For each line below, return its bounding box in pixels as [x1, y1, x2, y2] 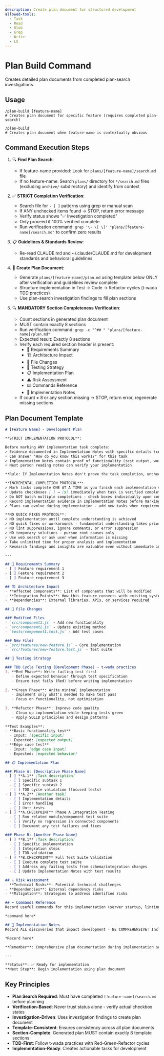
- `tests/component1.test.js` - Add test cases [5, 629, 104, 634]
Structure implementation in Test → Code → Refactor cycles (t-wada [19, 285, 157, 291]
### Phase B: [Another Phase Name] [5, 832, 78, 837]
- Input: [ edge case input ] [9, 747, 67, 751]
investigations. [5, 81, 35, 87]
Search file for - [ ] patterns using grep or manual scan [19, 203, 133, 209]
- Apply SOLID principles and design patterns [11, 715, 108, 720]
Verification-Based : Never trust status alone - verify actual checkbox [12, 1004, 153, 1009]
